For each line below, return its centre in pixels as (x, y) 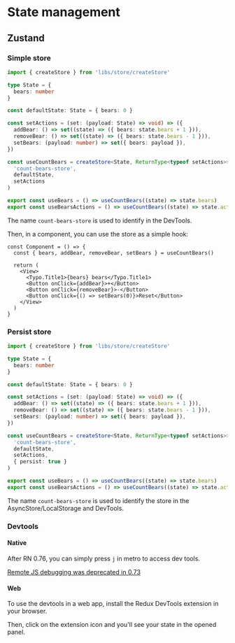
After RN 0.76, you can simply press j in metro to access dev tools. (104, 558)
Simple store (29, 58)
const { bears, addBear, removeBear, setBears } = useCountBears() (114, 253)
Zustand (26, 38)
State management (64, 12)
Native (17, 543)
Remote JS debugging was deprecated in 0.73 (74, 572)
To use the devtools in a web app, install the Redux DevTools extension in (113, 604)
